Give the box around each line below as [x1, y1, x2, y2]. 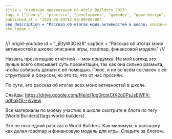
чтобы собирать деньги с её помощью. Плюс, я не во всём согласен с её [5, 67, 167, 73]
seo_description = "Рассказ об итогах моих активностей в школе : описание [5, 21, 168, 27]
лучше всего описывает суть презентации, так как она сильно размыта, [5, 61, 164, 67]
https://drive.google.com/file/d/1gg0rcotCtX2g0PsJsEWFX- [25, 92, 151, 98]
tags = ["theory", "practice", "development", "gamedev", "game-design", [5, 12, 166, 17]
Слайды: [5, 92, 24, 98]
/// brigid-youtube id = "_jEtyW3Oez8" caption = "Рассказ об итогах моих [5, 40, 164, 47]
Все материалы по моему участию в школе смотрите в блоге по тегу [5, 107, 158, 113]
